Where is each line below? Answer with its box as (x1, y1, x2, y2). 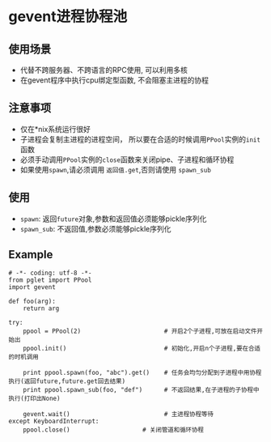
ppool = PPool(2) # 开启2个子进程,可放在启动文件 (23, 327, 257, 336)
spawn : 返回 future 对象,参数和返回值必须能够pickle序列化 (19, 214, 207, 223)
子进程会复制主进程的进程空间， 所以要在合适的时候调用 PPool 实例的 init (19, 134, 261, 144)
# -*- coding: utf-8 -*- (8, 269, 92, 278)
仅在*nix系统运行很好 (19, 124, 91, 134)
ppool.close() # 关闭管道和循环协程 (23, 426, 205, 434)
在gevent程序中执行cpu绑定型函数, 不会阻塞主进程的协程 (19, 75, 209, 85)
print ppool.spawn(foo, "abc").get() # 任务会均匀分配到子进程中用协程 (23, 369, 262, 377)
